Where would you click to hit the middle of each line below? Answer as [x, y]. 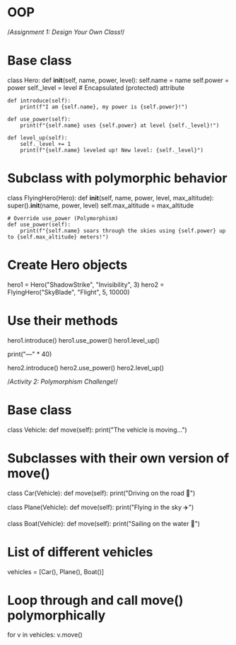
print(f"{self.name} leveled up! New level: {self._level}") [112, 150]
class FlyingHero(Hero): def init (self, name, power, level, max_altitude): [111, 198]
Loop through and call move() [95, 600]
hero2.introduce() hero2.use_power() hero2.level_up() [86, 367]
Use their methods [63, 320]
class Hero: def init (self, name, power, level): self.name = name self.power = [118, 80]
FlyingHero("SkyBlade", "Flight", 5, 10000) [69, 292]
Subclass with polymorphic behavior [117, 178]
